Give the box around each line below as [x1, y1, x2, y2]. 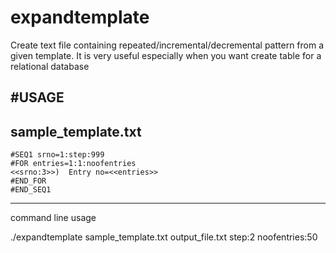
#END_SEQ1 [10, 185, 52, 195]
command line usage [10, 212, 97, 224]
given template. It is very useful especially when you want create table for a [10, 49, 322, 61]
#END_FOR [10, 176, 47, 186]
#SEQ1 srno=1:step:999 [10, 150, 105, 160]
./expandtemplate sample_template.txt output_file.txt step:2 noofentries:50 [10, 231, 318, 243]
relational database [10, 60, 90, 72]
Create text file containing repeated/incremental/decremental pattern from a [10, 39, 325, 51]
